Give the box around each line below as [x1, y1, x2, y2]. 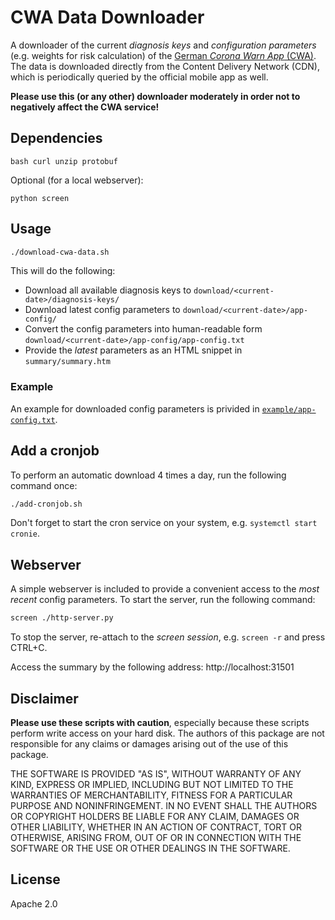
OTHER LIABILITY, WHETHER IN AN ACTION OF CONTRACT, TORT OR [10, 821, 302, 833]
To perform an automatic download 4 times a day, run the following [10, 469, 287, 481]
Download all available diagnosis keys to [24, 284, 192, 296]
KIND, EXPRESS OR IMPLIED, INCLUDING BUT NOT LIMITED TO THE [10, 778, 294, 790]
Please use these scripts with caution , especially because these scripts [10, 716, 310, 728]
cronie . [10, 527, 40, 540]
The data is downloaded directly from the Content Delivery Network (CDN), [10, 60, 320, 72]
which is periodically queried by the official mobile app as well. [10, 71, 269, 83]
